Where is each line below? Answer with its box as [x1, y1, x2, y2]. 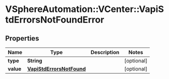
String [27, 57, 42, 64]
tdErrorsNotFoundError [5, 14, 104, 25]
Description [90, 49, 120, 55]
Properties [5, 34, 39, 42]
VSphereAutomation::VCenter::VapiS [5, 3, 164, 15]
